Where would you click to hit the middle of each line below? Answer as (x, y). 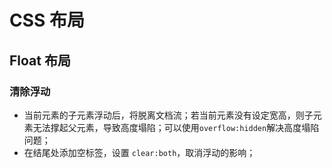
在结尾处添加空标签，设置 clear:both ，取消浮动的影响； (139, 152)
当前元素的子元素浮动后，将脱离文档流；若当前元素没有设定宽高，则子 (168, 115)
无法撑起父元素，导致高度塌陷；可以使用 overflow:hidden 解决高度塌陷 (176, 127)
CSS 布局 (47, 20)
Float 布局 (40, 60)
